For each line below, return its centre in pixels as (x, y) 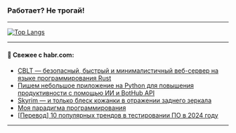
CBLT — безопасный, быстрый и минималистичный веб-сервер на (118, 70)
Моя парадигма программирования (72, 108)
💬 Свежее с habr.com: (41, 55)
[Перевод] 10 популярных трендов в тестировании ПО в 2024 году (118, 115)
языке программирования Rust (64, 78)
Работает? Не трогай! (46, 10)
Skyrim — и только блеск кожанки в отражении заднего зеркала (114, 100)
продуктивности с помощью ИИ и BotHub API (86, 92)
